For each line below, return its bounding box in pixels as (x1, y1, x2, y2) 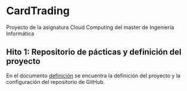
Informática (6, 30, 35, 37)
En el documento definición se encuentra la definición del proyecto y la (6, 72, 180, 79)
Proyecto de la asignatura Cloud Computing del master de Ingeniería (6, 24, 174, 31)
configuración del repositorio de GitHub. (6, 78, 105, 85)
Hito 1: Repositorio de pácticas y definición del (6, 47, 182, 57)
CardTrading (6, 4, 70, 18)
